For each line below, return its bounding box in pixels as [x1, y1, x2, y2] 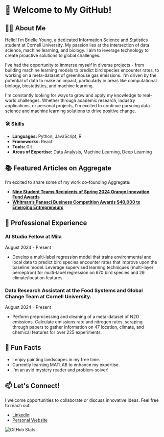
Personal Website [12, 417, 48, 423]
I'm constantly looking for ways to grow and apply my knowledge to [5, 93, 142, 98]
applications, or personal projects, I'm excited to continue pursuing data [5, 103, 150, 108]
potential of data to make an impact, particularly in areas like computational [5, 78, 157, 83]
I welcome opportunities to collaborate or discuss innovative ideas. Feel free [5, 397, 159, 403]
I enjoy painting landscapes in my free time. [12, 356, 100, 362]
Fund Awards [12, 194, 40, 200]
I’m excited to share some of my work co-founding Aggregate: [5, 179, 131, 185]
